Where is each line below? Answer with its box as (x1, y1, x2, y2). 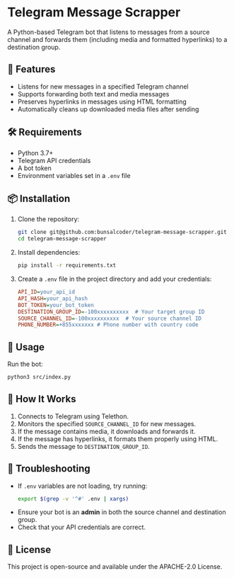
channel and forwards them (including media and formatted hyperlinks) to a (7, 35, 228, 43)
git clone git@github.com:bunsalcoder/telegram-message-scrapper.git (17, 228, 228, 236)
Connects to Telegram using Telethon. (17, 412, 129, 421)
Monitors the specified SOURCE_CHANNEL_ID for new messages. (17, 419, 197, 428)
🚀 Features (7, 63, 56, 75)
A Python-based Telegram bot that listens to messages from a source (7, 28, 210, 36)
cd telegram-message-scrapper (17, 235, 107, 243)
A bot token (17, 164, 52, 172)
